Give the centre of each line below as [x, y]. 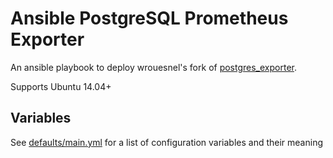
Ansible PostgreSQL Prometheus [149, 18]
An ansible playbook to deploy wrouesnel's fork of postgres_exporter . [153, 67]
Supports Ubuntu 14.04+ [61, 86]
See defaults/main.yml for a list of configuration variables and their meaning [167, 142]
